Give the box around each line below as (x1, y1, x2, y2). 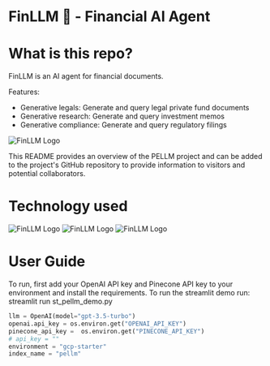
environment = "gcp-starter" (8, 342, 107, 351)
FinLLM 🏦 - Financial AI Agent (8, 7, 211, 26)
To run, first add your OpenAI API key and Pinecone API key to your (8, 279, 234, 289)
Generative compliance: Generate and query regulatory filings (19, 120, 227, 130)
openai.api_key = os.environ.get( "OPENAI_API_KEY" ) (8, 320, 186, 328)
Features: (8, 87, 41, 97)
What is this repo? (8, 45, 134, 63)
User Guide (8, 252, 86, 271)
